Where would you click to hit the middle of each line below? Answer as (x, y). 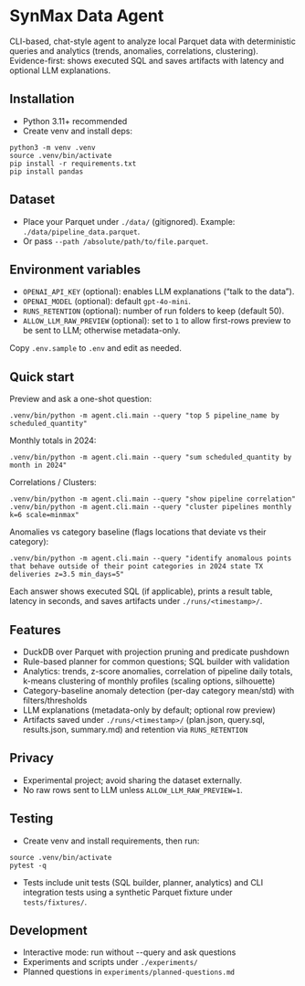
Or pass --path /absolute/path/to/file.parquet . (115, 241)
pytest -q (28, 865)
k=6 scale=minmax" (44, 515)
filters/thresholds (55, 700)
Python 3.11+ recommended (75, 121)
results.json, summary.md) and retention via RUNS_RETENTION (135, 729)
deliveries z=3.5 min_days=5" (67, 575)
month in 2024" (38, 466)
